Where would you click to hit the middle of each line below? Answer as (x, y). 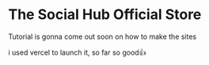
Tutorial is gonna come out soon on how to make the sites (103, 36)
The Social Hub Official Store (105, 15)
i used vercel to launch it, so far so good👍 (77, 52)
